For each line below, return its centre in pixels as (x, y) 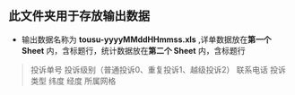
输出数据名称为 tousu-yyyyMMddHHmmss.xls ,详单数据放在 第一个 (146, 39)
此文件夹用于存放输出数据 (79, 16)
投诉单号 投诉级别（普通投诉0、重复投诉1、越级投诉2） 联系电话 (149, 69)
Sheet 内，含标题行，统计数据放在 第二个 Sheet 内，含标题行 (133, 50)
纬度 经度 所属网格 (82, 81)
